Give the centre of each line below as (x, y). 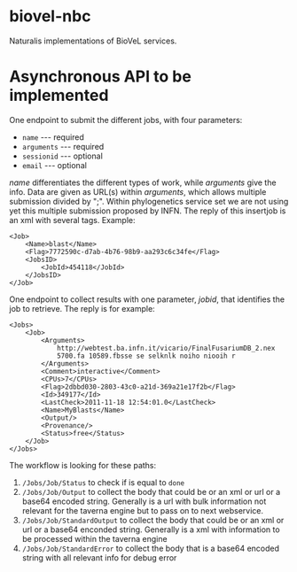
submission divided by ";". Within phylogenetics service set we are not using (149, 201)
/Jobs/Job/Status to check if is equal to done (103, 482)
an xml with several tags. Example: (72, 220)
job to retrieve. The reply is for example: (82, 308)
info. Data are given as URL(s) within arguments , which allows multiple (138, 191)
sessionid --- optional (63, 156)
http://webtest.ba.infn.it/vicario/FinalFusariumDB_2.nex (166, 348)
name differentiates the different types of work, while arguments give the (143, 182)
